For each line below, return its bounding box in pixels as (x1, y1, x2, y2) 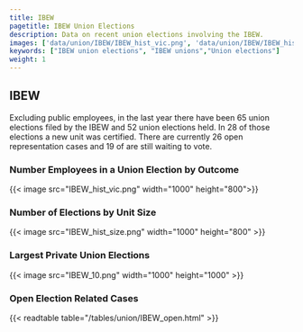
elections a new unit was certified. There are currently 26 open (9, 131, 243, 142)
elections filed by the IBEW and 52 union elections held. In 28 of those (9, 121, 271, 132)
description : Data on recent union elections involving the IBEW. (9, 30, 264, 39)
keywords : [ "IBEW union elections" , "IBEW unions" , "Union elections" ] (9, 47, 280, 56)
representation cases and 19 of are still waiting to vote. (9, 140, 213, 151)
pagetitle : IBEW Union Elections (9, 22, 135, 31)
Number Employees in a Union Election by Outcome (9, 163, 240, 175)
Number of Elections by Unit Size (9, 206, 157, 219)
